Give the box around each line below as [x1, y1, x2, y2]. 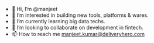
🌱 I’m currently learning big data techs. [11, 18, 105, 24]
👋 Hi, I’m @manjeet [11, 6, 58, 12]
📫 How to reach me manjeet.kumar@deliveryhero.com [11, 31, 145, 37]
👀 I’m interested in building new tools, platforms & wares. [11, 12, 149, 19]
